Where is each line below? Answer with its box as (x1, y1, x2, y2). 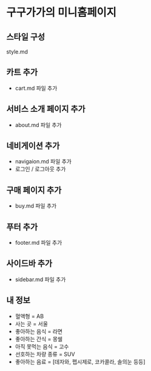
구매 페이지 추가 (6, 185, 62, 195)
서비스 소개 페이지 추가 (6, 104, 86, 114)
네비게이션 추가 (6, 141, 60, 151)
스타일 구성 (6, 32, 45, 42)
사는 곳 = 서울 (15, 320, 49, 327)
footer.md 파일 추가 (15, 239, 62, 247)
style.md (6, 48, 29, 55)
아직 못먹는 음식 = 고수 (15, 342, 69, 350)
